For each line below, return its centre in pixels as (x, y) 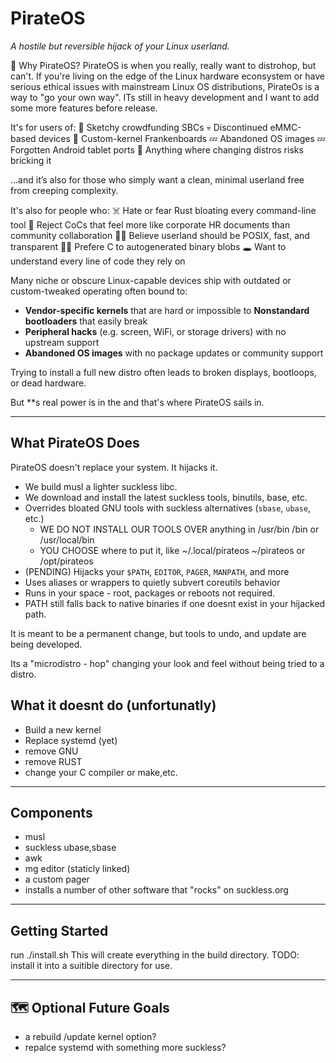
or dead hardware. (48, 383)
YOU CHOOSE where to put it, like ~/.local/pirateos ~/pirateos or (172, 550)
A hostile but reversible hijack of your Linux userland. (120, 46)
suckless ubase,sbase (70, 848)
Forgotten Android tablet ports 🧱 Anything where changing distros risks (157, 149)
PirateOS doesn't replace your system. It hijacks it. (114, 467)
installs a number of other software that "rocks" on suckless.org (156, 890)
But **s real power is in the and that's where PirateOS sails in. (137, 402)
